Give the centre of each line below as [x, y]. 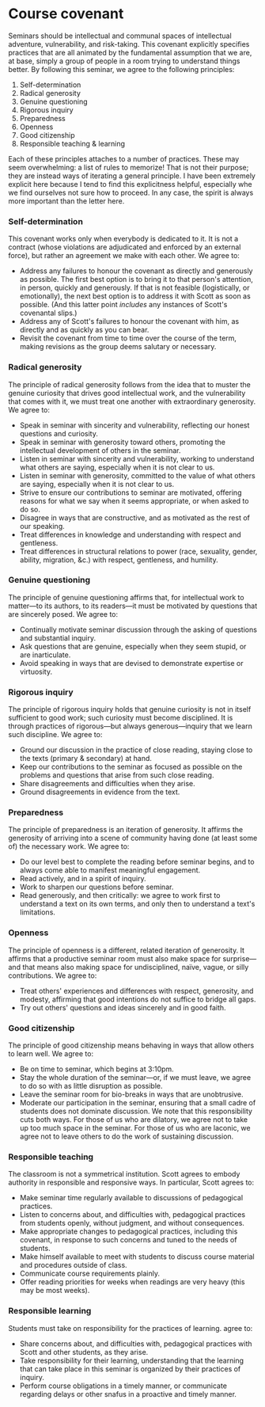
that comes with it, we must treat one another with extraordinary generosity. [132, 401]
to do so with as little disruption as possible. [91, 1086]
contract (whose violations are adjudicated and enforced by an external [125, 247]
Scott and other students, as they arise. [84, 1352]
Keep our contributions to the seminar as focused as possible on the [131, 767]
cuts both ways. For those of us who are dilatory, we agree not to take [134, 1120]
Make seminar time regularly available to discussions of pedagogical [131, 1198]
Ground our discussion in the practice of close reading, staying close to [136, 750]
